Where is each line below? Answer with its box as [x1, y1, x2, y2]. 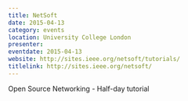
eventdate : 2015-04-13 [8, 48, 82, 56]
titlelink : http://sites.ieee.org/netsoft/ [8, 63, 153, 70]
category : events [8, 26, 65, 34]
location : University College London [8, 33, 132, 41]
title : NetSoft [8, 11, 58, 20]
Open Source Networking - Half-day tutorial [8, 84, 150, 93]
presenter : [8, 41, 44, 49]
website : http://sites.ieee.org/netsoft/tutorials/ [8, 56, 180, 63]
